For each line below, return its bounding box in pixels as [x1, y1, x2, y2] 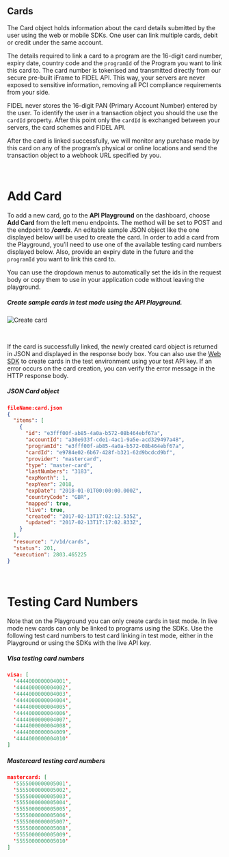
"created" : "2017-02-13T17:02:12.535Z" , [25, 513, 142, 520]
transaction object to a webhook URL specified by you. [7, 151, 162, 159]
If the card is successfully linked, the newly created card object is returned [7, 342, 217, 351]
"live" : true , [25, 506, 66, 513]
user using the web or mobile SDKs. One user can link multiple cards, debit [7, 31, 218, 39]
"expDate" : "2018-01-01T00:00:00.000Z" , [25, 487, 142, 495]
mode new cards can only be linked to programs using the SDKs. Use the [7, 624, 213, 632]
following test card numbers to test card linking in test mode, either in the [7, 631, 213, 639]
